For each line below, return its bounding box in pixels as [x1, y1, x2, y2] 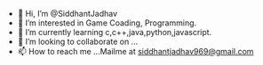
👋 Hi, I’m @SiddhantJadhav [17, 9, 118, 18]
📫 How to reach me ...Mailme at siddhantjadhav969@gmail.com [17, 47, 254, 56]
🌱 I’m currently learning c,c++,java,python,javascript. [17, 27, 212, 37]
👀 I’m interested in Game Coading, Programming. [17, 18, 197, 28]
